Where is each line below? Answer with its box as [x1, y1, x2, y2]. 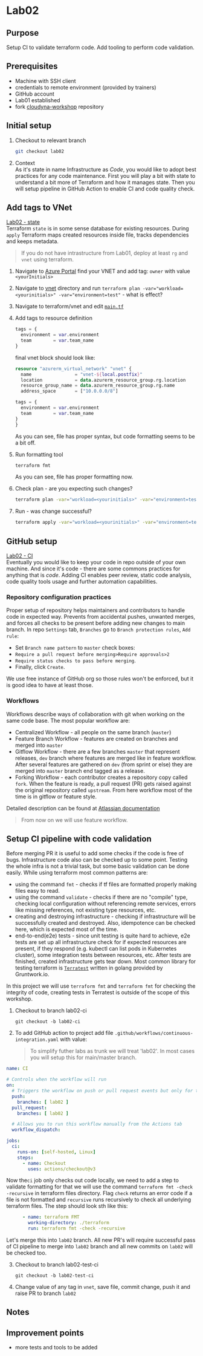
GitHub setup [6, 536, 57, 546]
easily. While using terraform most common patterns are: [6, 869, 148, 876]
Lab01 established [14, 96, 60, 103]
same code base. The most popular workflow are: [6, 717, 130, 724]
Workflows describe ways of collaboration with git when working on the [6, 710, 185, 717]
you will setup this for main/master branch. [30, 1054, 137, 1061]
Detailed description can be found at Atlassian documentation [6, 804, 160, 812]
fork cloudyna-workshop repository [14, 103, 104, 110]
